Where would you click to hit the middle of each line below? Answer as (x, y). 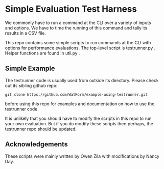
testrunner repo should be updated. (41, 129)
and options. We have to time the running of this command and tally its (76, 28)
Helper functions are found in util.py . (43, 53)
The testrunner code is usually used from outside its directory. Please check (82, 80)
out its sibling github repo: (31, 85)
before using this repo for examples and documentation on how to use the (80, 104)
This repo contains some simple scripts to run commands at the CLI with (78, 42)
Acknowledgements (36, 144)
